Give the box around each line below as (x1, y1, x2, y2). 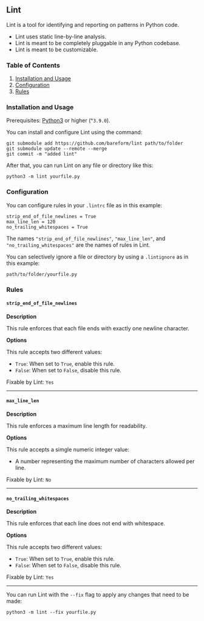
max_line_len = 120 (6, 219, 56, 225)
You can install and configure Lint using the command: (6, 129, 143, 136)
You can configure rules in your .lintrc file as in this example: (6, 201, 163, 209)
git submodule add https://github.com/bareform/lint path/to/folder (6, 140, 183, 147)
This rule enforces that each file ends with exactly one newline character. (6, 324, 189, 332)
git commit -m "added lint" (6, 151, 78, 157)
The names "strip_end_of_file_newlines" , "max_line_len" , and (6, 235, 166, 242)
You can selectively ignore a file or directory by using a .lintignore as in (6, 253, 189, 260)
